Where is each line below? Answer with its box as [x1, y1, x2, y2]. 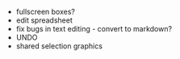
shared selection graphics [15, 41, 103, 51]
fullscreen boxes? [15, 7, 75, 16]
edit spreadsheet [15, 15, 73, 25]
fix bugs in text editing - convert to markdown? [15, 24, 172, 33]
